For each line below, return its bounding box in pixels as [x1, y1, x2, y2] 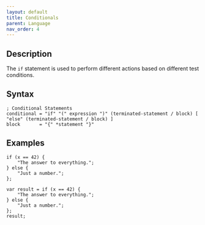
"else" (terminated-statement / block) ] [6, 116, 114, 122]
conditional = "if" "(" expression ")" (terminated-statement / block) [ [6, 111, 199, 117]
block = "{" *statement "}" [6, 121, 95, 127]
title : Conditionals [6, 15, 59, 21]
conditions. [6, 72, 35, 79]
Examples [6, 138, 45, 149]
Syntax [6, 89, 34, 100]
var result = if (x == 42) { [6, 186, 81, 193]
